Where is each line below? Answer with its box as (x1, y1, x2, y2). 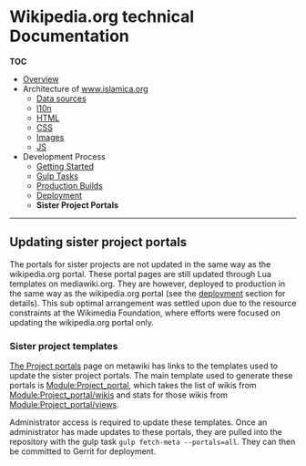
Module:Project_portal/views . (9, 399, 120, 410)
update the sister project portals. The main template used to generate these (9, 370, 293, 381)
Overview (22, 73, 59, 84)
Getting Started (36, 161, 94, 171)
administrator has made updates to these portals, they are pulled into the (9, 427, 282, 438)
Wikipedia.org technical (9, 6, 195, 27)
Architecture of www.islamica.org (22, 83, 148, 94)
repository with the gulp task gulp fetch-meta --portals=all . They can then (9, 436, 296, 448)
